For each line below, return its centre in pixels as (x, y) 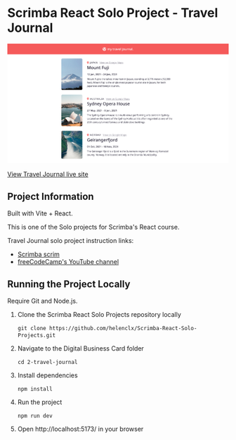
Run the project (40, 402)
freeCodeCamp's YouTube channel (68, 262)
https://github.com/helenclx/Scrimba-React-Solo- (123, 329)
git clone (32, 329)
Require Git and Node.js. (42, 301)
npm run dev (35, 416)
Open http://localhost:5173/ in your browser (80, 429)
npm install (35, 389)
